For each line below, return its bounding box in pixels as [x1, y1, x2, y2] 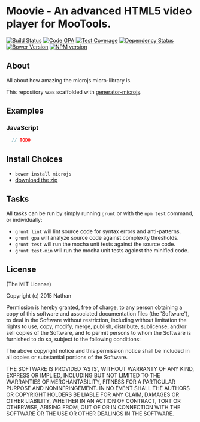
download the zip [14, 176, 58, 184]
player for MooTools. [6, 17, 111, 31]
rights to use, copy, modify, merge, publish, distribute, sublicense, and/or [6, 323, 187, 330]
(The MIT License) [6, 280, 52, 287]
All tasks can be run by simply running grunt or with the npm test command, [6, 209, 194, 217]
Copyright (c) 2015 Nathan [6, 292, 72, 299]
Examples [6, 106, 44, 116]
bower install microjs [14, 171, 72, 177]
